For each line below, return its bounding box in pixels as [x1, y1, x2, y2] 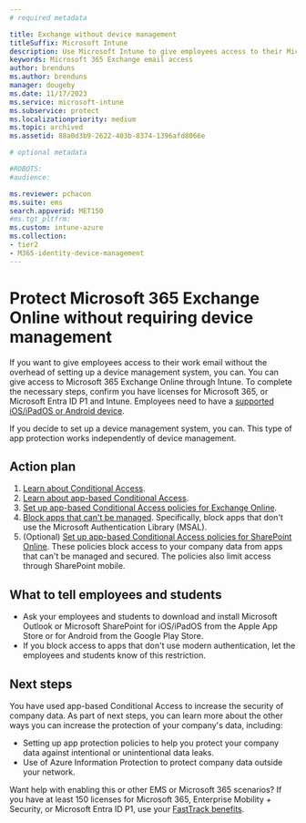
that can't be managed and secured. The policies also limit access [22, 550, 271, 561]
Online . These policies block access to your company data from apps [22, 541, 283, 552]
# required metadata [9, 13, 88, 23]
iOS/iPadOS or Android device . [9, 405, 125, 416]
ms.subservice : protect [9, 106, 100, 115]
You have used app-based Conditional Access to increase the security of [9, 701, 284, 711]
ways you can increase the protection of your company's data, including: [9, 720, 283, 730]
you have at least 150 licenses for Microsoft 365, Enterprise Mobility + [9, 794, 271, 805]
